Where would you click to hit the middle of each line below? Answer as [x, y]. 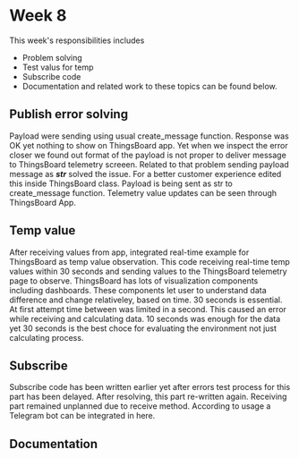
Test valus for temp [58, 67]
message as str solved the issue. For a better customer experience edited [145, 174]
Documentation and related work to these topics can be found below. [149, 86]
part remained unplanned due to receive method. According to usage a [140, 406]
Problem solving [52, 57]
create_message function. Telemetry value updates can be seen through [143, 192]
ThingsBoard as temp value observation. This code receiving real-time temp [150, 261]
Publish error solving [68, 114]
